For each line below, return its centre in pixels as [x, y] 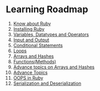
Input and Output [31, 40]
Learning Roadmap [47, 9]
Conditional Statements [38, 45]
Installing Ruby [29, 29]
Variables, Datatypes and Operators [51, 34]
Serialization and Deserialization [47, 83]
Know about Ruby [32, 24]
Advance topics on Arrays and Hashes [54, 67]
